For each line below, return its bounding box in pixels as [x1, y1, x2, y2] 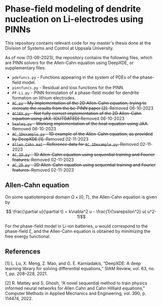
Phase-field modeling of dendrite [5, 3, 141, 15]
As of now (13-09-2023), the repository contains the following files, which [5, 54, 153, 60]
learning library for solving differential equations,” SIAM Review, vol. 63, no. [5, 265, 155, 271]
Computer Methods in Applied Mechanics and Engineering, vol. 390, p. [5, 290, 147, 296]
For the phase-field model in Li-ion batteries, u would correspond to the [5, 223, 148, 229]
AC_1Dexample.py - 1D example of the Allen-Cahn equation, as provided [12, 131, 153, 137]
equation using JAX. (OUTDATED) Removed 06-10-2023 [12, 115, 125, 121]
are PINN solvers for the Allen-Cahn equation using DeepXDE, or [5, 60, 134, 65]
